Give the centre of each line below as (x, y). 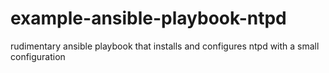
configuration (38, 56)
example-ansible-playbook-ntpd (148, 18)
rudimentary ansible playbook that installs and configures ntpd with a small (165, 46)
